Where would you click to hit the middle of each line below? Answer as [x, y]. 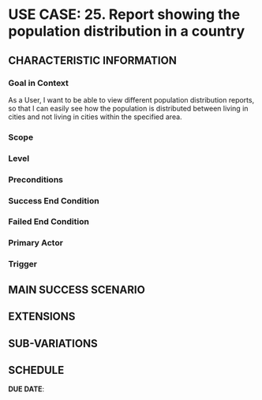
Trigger [23, 264]
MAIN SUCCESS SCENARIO [77, 290]
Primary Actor [36, 243]
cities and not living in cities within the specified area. [95, 117]
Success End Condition [54, 200]
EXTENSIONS [42, 317]
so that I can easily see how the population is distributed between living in [128, 108]
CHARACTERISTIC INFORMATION [93, 60]
